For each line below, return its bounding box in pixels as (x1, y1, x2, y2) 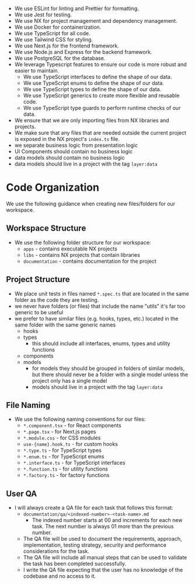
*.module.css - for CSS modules (23, 434, 101, 441)
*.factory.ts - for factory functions (23, 472, 110, 479)
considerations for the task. (23, 548, 89, 555)
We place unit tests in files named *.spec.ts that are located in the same (14, 290, 189, 297)
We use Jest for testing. (14, 11, 72, 18)
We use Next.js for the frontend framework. (14, 42, 120, 49)
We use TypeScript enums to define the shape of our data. (23, 80, 165, 87)
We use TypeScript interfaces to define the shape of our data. (23, 73, 172, 80)
